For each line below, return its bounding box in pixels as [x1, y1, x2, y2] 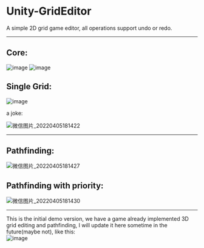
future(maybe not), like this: [6, 228, 76, 235]
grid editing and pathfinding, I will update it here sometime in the [6, 222, 168, 229]
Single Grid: [6, 81, 52, 92]
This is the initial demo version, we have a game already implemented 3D [6, 215, 189, 222]
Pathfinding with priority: [6, 181, 104, 191]
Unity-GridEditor [6, 4, 92, 18]
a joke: [6, 109, 23, 117]
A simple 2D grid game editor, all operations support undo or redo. [6, 24, 172, 32]
